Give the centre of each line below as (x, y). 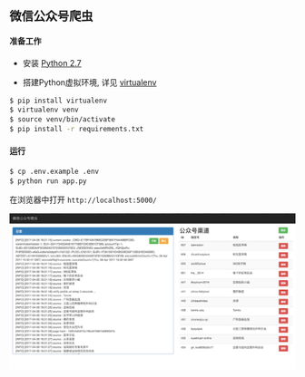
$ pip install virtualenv (58, 101)
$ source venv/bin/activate (63, 120)
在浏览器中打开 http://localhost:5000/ (83, 200)
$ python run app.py (49, 181)
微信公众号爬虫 (51, 16)
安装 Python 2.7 (52, 63)
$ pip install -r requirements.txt (77, 130)
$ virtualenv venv (44, 110)
